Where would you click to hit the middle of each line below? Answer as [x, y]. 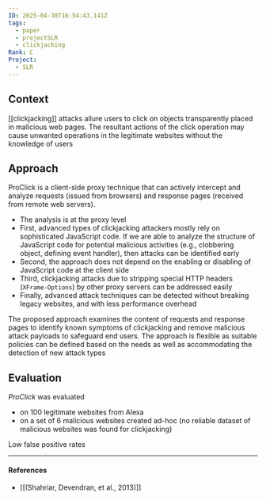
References [28, 470]
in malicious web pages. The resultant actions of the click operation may [126, 127]
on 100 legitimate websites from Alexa [82, 412]
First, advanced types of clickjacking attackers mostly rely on [120, 228]
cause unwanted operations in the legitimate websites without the [116, 135]
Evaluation [35, 378]
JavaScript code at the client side [74, 270]
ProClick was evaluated [46, 397]
